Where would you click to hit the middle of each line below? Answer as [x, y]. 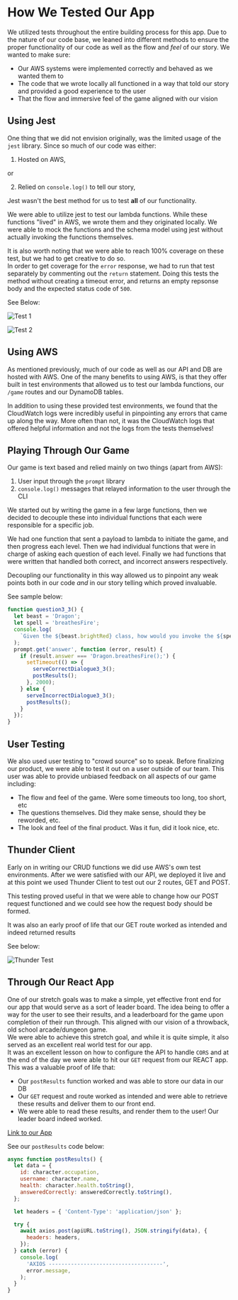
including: [22, 783]
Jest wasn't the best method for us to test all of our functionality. [102, 200]
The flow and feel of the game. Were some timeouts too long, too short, [122, 797]
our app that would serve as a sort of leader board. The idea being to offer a [119, 1007]
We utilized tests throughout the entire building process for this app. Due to [117, 32]
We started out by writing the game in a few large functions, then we [107, 510]
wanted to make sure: [39, 55]
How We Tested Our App [81, 12]
